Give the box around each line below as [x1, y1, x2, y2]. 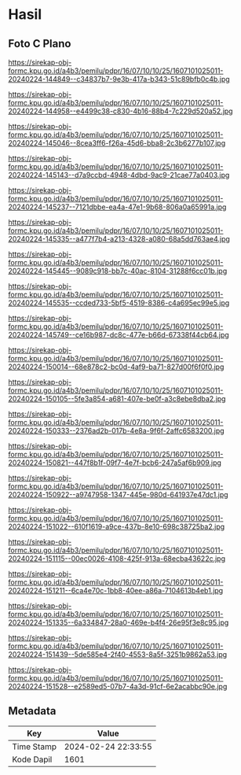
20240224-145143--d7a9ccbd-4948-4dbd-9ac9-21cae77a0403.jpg [8, 171, 230, 179]
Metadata [8, 704, 57, 718]
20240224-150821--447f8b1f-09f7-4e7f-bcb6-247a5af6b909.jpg [8, 458, 222, 467]
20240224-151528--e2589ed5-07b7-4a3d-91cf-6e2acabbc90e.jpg [8, 682, 228, 691]
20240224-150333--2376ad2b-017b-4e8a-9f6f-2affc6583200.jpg [8, 426, 225, 435]
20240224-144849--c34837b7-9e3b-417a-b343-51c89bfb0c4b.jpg [8, 75, 230, 83]
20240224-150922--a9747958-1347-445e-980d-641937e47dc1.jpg [8, 490, 229, 499]
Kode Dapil [12, 754, 53, 765]
